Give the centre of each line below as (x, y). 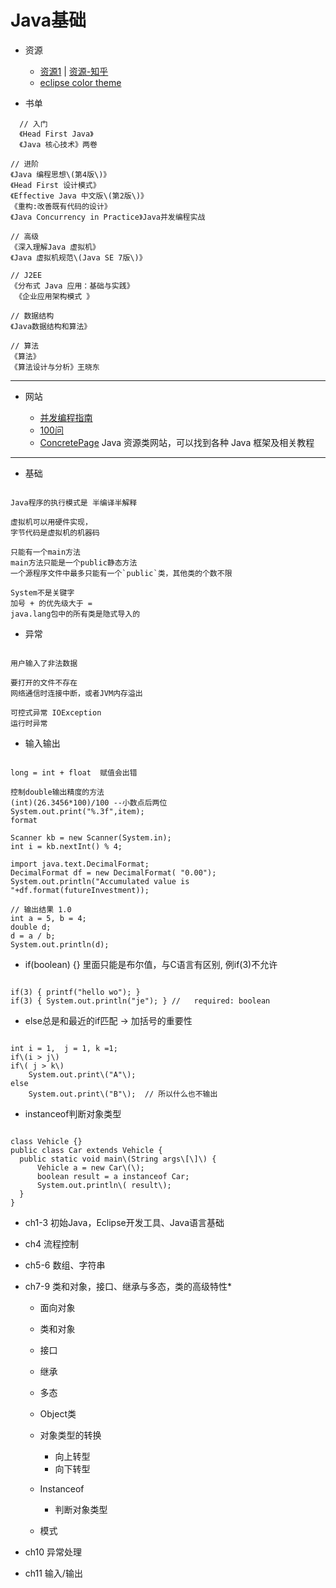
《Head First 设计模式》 (55, 185)
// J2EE (26, 275)
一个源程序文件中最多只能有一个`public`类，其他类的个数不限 (121, 573)
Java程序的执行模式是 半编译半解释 (74, 502)
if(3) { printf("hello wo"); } (75, 992)
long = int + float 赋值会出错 (74, 772)
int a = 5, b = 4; (48, 918)
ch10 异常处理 (53, 1552)
